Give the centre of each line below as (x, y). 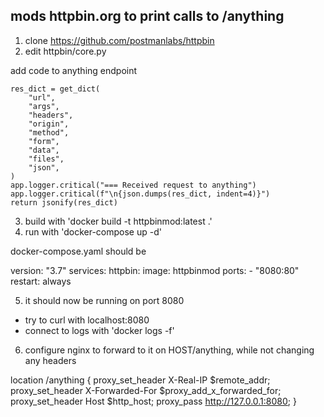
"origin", (49, 124)
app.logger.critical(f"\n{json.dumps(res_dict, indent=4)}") (140, 194)
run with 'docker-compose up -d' (93, 231)
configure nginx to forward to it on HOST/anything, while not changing (169, 350)
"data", (44, 150)
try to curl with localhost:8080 (87, 320)
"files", (46, 159)
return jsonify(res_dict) (64, 202)
